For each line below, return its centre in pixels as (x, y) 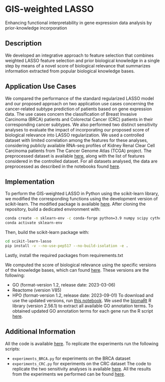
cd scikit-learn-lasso (28, 241)
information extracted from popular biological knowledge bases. (70, 71)
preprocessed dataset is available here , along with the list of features (75, 156)
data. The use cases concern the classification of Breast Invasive (71, 114)
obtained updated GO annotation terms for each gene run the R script (82, 311)
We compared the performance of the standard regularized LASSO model (80, 98)
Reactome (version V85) (37, 290)
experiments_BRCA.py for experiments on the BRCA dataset (71, 358)
